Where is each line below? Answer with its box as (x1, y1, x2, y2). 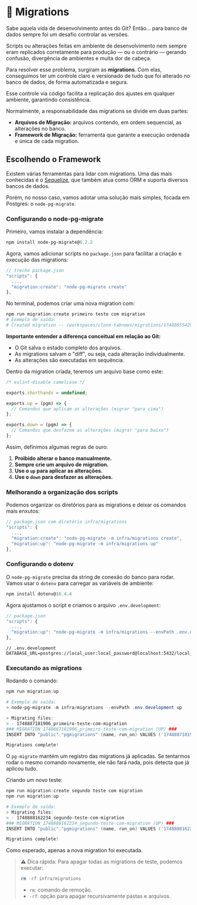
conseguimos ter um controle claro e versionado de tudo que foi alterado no (6, 72, 191, 79)
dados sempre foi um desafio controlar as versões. (6, 30, 129, 38)
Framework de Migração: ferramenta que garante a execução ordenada (14, 131, 189, 138)
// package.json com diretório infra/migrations (6, 519, 127, 525)
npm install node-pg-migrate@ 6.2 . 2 (6, 240, 93, 246)
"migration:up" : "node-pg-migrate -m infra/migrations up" (11, 540, 159, 547)
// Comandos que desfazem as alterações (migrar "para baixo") (11, 427, 169, 433)
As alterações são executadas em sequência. (14, 356, 124, 363)
